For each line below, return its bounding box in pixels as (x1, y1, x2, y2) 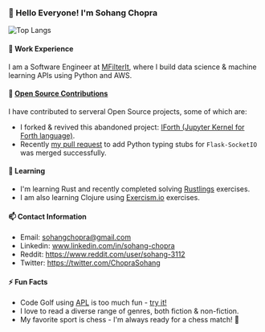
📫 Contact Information (8, 211, 87, 221)
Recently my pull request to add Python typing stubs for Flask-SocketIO (19, 139, 258, 149)
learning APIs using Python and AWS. (8, 70, 132, 80)
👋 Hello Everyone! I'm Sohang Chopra (8, 7, 158, 18)
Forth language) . (19, 130, 75, 140)
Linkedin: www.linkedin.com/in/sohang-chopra (19, 241, 175, 251)
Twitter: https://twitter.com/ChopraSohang (19, 258, 161, 268)
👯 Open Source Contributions (8, 88, 108, 99)
